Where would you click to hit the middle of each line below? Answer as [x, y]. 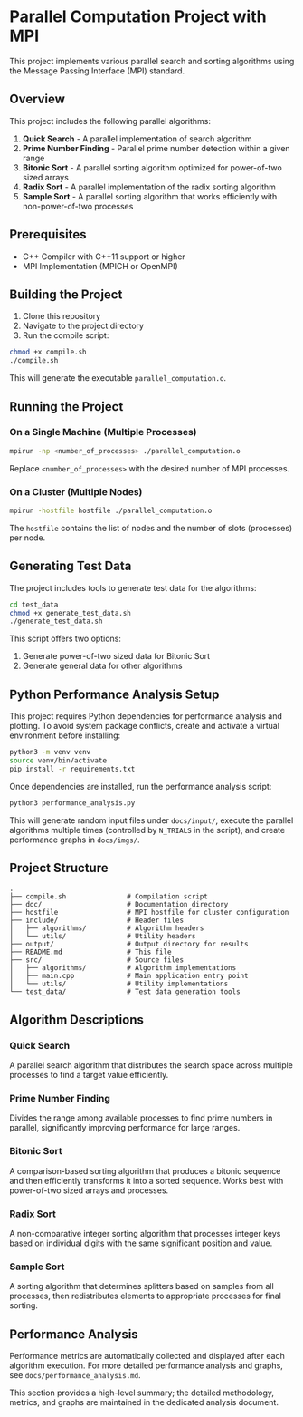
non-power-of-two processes [78, 206]
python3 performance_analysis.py [72, 803]
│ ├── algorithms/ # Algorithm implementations [123, 968]
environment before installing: [65, 735]
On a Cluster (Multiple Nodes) [76, 491]
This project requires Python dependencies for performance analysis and [146, 716]
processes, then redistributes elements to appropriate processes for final [146, 1296]
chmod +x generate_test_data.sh [70, 613]
